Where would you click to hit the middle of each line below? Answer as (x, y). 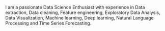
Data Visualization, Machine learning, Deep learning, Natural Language (79, 18)
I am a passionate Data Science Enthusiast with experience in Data (75, 7)
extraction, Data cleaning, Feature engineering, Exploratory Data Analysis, (83, 12)
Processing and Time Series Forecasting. (48, 23)
